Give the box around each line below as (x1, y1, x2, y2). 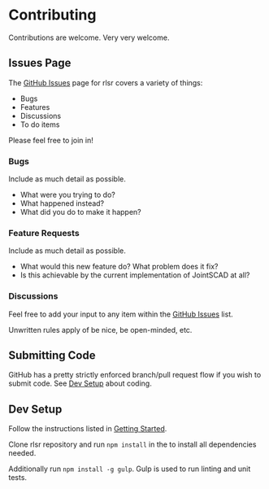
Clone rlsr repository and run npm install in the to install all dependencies (8, 439, 257, 449)
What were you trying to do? (20, 190, 115, 200)
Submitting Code (8, 348, 96, 363)
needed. (8, 448, 37, 458)
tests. (8, 473, 27, 482)
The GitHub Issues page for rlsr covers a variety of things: (8, 77, 203, 87)
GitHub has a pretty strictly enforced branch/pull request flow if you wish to (8, 370, 262, 380)
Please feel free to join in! (8, 135, 93, 145)
